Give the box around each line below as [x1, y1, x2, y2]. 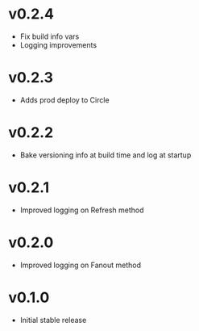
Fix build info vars [19, 31, 80, 41]
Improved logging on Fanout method [19, 260, 142, 270]
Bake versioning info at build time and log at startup [19, 150, 192, 160]
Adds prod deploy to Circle [19, 94, 110, 105]
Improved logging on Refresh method [19, 205, 144, 215]
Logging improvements [19, 40, 97, 49]
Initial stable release [19, 315, 87, 325]
